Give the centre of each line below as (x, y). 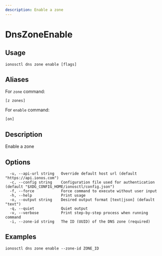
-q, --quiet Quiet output (49, 209)
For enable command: (27, 110)
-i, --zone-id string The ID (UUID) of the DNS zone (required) (80, 222)
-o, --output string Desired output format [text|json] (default (82, 200)
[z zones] (15, 101)
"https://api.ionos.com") (32, 178)
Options (18, 162)
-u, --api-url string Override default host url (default (73, 174)
